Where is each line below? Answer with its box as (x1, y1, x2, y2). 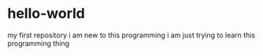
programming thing (7, 38, 70, 47)
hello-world (7, 5, 86, 23)
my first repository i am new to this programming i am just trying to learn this (7, 30, 256, 40)
